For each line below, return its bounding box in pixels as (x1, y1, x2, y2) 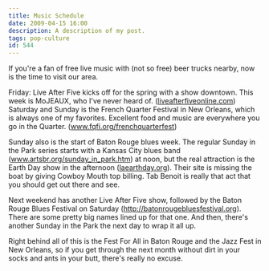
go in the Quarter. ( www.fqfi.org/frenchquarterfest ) (8, 122, 177, 131)
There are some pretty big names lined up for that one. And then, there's (8, 212, 249, 222)
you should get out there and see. (8, 180, 120, 189)
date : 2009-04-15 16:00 (8, 19, 88, 27)
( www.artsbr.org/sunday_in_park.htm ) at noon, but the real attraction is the (8, 154, 255, 164)
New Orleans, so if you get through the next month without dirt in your (8, 245, 241, 255)
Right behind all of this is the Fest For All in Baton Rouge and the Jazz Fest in (8, 237, 262, 246)
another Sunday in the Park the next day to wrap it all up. (8, 221, 197, 231)
